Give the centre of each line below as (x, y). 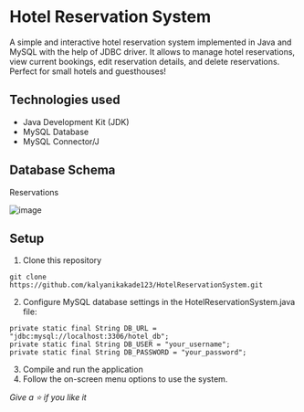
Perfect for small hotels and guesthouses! (88, 71)
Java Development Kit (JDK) (76, 121)
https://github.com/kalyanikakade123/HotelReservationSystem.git (136, 285)
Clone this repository (62, 260)
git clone (28, 277)
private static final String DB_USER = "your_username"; (120, 344)
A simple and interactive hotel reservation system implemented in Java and (151, 42)
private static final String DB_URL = (83, 329)
